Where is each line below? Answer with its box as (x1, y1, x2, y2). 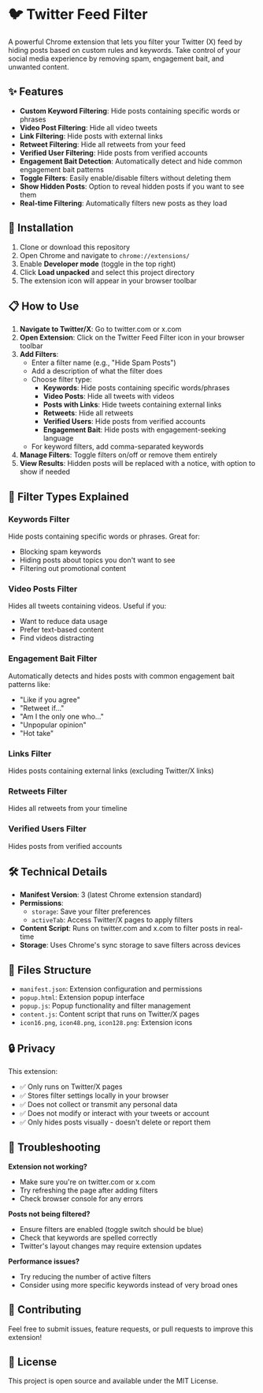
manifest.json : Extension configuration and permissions (19, 984, 202, 994)
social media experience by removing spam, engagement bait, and (8, 54, 224, 63)
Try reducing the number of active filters (19, 1271, 151, 1281)
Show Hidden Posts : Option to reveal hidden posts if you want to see (19, 182, 245, 191)
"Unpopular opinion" (19, 719, 87, 730)
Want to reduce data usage (19, 617, 108, 626)
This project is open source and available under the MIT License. (8, 1376, 219, 1386)
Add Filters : (19, 350, 59, 359)
